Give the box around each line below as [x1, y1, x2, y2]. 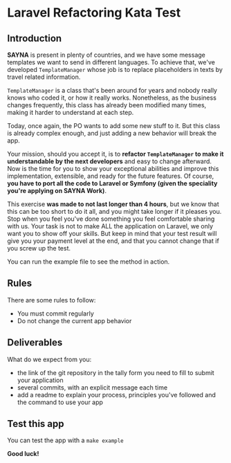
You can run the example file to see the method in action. [7, 257, 170, 266]
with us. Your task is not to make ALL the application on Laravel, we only [7, 222, 213, 230]
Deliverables [7, 337, 63, 349]
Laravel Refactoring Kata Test [7, 5, 181, 21]
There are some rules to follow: [7, 296, 96, 304]
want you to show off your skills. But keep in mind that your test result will [7, 230, 217, 237]
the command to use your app [17, 398, 104, 406]
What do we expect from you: [7, 355, 92, 363]
